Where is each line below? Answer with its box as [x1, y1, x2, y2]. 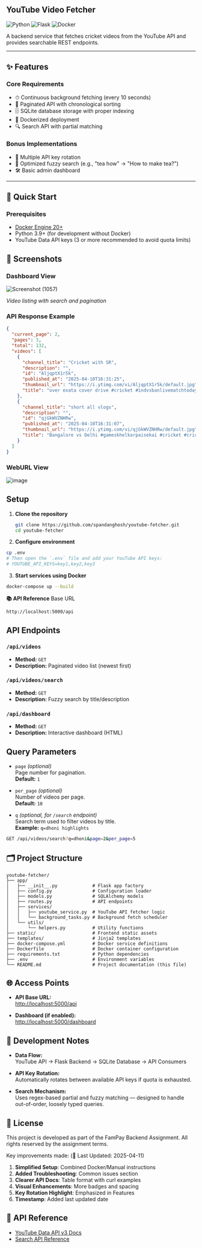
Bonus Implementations [6, 140, 78, 148]
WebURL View [6, 463, 49, 472]
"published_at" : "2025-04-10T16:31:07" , [22, 421, 125, 427]
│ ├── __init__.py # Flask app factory [6, 882, 144, 889]
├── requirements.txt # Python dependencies [6, 951, 149, 957]
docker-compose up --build [6, 583, 74, 590]
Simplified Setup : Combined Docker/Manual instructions [14, 1164, 156, 1171]
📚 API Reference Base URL [6, 595, 75, 602]
